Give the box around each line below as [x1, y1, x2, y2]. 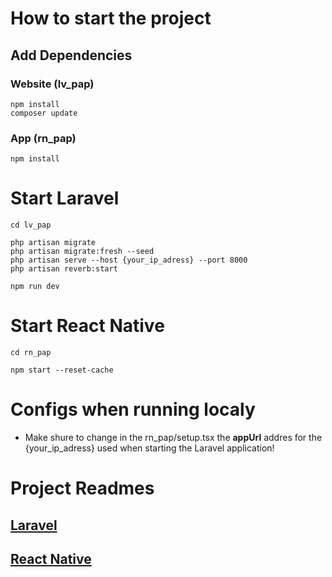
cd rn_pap [10, 348, 52, 358]
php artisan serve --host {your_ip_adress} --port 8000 [10, 255, 248, 266]
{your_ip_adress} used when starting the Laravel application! [24, 442, 275, 454]
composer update [10, 108, 78, 118]
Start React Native [10, 315, 165, 337]
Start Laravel [10, 187, 120, 210]
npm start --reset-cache [10, 365, 114, 376]
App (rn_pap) [10, 131, 77, 145]
